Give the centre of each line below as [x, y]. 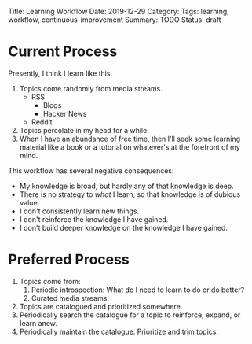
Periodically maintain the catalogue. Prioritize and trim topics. [119, 331]
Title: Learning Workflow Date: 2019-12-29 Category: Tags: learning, [119, 11]
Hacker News [65, 113]
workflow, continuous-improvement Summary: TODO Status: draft [115, 20]
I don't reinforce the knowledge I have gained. [94, 219]
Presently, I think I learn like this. [60, 73]
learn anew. [38, 323]
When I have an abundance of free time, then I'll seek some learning [130, 139]
